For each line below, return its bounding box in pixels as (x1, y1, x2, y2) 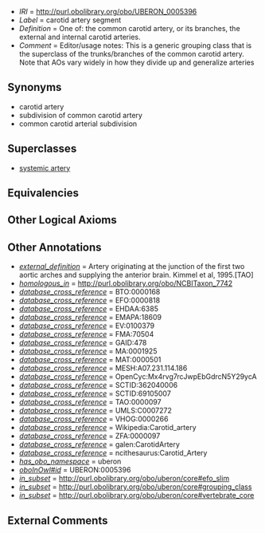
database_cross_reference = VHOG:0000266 (18, 414, 169, 424)
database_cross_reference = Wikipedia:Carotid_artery (18, 423, 197, 432)
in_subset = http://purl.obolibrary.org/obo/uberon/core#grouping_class (18, 482, 252, 492)
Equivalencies (7, 187, 79, 200)
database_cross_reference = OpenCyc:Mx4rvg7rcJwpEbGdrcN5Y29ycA (18, 372, 257, 381)
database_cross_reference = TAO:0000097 (18, 397, 162, 407)
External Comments (7, 514, 108, 527)
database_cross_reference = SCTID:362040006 (18, 381, 178, 390)
